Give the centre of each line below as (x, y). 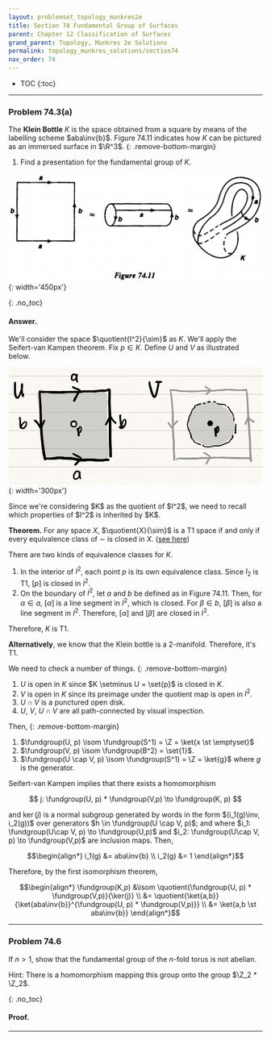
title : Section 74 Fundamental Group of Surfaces (94, 25)
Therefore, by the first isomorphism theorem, (83, 872)
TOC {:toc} (38, 83)
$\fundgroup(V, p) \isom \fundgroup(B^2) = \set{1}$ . (107, 751)
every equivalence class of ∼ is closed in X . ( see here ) (99, 539)
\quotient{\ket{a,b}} (186, 896)
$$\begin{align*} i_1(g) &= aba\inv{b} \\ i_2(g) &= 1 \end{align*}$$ (135, 856)
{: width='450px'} (38, 287)
